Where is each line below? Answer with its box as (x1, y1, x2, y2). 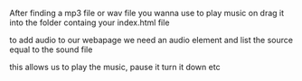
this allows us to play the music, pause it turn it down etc (9, 62, 221, 72)
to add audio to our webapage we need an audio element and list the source (9, 35, 294, 45)
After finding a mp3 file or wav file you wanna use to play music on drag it (9, 8, 285, 18)
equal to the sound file (9, 44, 93, 55)
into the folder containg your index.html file (9, 17, 170, 28)
